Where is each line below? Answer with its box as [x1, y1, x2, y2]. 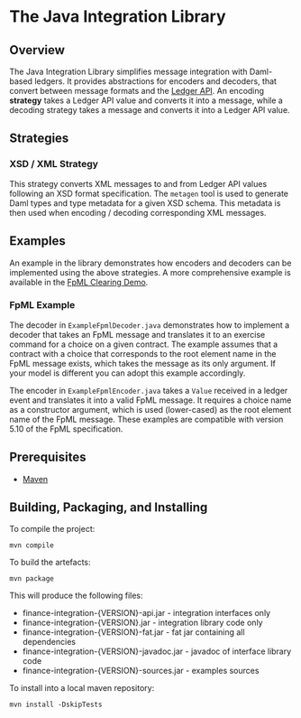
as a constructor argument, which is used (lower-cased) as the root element [9, 404, 292, 415]
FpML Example [9, 299, 76, 312]
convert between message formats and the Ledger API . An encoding [9, 86, 264, 96]
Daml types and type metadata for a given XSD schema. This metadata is [9, 197, 281, 209]
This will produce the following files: [9, 590, 143, 601]
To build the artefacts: [9, 557, 92, 568]
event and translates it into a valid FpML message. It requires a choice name [9, 395, 292, 406]
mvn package [9, 574, 54, 583]
